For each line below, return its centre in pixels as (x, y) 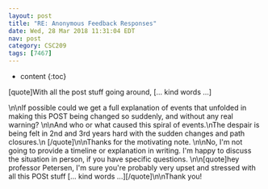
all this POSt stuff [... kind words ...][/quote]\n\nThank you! (105, 176)
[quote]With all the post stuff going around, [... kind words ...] (110, 92)
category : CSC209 (38, 46)
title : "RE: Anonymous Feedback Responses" (83, 23)
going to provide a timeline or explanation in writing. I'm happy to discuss (130, 151)
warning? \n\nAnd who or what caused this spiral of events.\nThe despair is (134, 125)
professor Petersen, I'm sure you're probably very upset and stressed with (132, 168)
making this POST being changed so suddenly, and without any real (121, 116)
